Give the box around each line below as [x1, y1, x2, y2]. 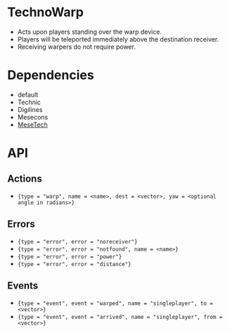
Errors [7, 218, 35, 230]
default [17, 90, 39, 99]
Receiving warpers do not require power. [17, 42, 136, 51]
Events [7, 279, 39, 292]
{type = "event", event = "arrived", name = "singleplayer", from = [17, 313, 223, 320]
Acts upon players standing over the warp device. [17, 27, 162, 36]
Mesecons [17, 113, 49, 121]
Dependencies [7, 68, 94, 83]
